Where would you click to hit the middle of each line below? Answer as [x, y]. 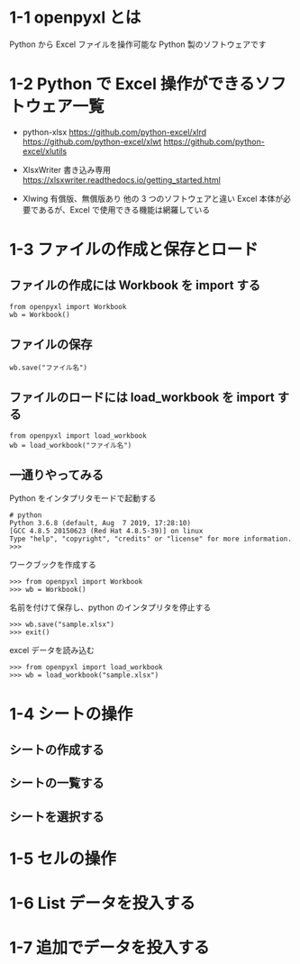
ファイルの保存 [51, 345]
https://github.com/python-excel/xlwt [92, 141]
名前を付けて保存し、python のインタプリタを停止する [110, 607]
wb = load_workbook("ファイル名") [71, 445]
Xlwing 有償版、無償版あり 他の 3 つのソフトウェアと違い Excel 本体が [153, 198]
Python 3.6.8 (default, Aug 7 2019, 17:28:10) [100, 523]
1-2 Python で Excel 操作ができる [132, 84]
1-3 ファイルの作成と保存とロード [134, 250]
